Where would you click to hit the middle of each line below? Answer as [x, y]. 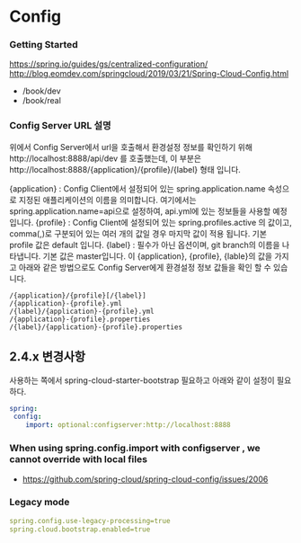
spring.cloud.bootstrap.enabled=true [80, 529]
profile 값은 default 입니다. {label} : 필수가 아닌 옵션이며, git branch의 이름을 [145, 245]
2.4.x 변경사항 [48, 357]
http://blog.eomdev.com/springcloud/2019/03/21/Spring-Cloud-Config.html [149, 74]
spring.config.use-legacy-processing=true [90, 521]
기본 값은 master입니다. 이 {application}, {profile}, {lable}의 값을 [157, 256]
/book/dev [41, 91]
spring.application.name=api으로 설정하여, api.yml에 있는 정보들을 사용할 [140, 211]
